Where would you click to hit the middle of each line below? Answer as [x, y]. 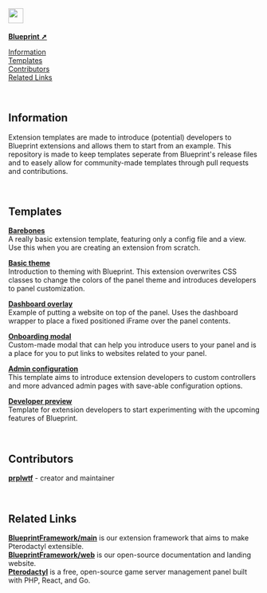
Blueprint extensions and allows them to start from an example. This [120, 145]
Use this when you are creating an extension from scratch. [104, 247]
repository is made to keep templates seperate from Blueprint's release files [133, 154]
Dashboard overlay [41, 304]
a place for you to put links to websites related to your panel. [108, 354]
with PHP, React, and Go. [49, 580]
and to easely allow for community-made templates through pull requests [129, 162]
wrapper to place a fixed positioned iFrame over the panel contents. [120, 321]
